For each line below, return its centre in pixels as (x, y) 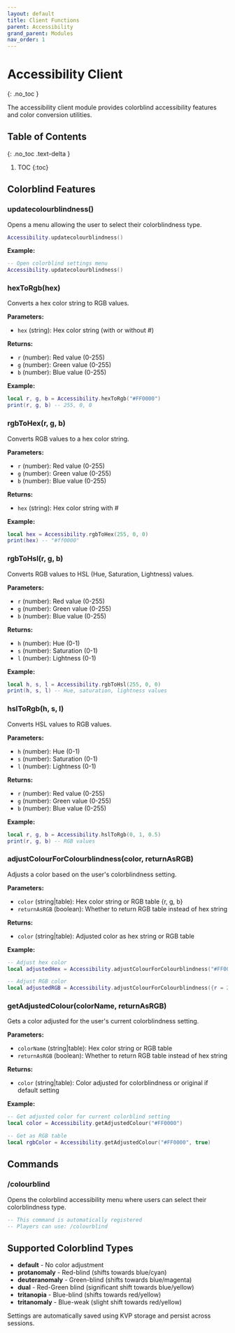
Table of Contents (47, 137)
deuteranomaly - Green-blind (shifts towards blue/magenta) (105, 1280)
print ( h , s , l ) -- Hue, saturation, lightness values (87, 691)
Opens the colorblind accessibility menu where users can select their (107, 1199)
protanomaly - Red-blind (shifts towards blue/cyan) (92, 1273)
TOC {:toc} (33, 167)
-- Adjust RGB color (37, 981)
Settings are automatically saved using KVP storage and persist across (109, 1316)
